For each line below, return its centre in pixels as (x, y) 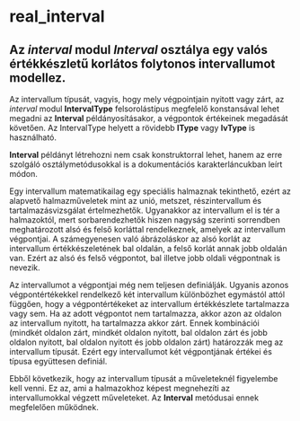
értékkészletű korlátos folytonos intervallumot (142, 63)
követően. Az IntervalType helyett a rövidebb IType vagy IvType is (132, 128)
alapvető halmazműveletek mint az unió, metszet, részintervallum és (136, 201)
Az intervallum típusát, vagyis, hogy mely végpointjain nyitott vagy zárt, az (147, 99)
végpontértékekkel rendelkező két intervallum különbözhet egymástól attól (147, 294)
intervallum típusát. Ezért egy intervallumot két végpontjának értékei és (141, 351)
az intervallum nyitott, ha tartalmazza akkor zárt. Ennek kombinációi (135, 323)
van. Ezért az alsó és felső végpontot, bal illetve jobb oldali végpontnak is (145, 258)
